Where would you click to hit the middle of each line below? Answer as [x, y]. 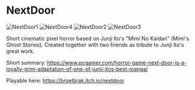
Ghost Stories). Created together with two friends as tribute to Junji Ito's [95, 45]
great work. [20, 51]
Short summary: [26, 63]
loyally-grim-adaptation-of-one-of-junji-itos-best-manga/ [77, 69]
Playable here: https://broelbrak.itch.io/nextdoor [65, 80]
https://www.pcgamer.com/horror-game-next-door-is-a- [117, 63]
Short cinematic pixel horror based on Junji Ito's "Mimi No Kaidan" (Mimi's [98, 38]
